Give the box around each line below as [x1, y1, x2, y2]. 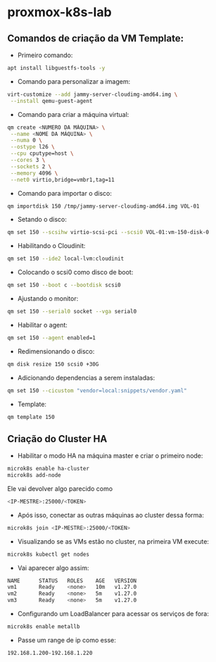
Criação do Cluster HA [7, 432, 108, 444]
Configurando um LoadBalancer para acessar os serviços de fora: [17, 610, 209, 618]
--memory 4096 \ [10, 170, 58, 177]
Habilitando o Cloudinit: [17, 242, 86, 250]
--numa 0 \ [10, 137, 42, 144]
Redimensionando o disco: [17, 346, 95, 356]
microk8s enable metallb [7, 623, 80, 630]
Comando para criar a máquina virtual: [17, 110, 129, 118]
